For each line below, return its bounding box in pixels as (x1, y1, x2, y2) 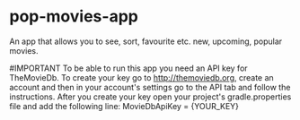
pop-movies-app (9, 6, 139, 27)
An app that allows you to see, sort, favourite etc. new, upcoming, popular (9, 36, 283, 47)
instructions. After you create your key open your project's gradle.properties (9, 91, 292, 102)
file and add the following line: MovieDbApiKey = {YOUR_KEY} (9, 100, 240, 111)
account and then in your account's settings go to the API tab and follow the (9, 81, 291, 92)
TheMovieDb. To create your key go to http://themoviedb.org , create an (9, 72, 274, 82)
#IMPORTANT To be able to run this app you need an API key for (9, 63, 249, 73)
